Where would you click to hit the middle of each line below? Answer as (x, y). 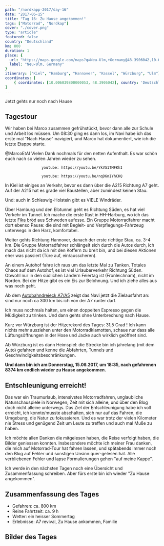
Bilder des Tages (31, 537)
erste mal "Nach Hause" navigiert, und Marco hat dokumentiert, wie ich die (81, 139)
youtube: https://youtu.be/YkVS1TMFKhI (82, 168)
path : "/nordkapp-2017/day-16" (37, 10)
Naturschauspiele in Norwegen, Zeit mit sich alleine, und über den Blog (77, 402)
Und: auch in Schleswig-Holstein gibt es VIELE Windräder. (63, 200)
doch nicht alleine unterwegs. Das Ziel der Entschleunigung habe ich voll (78, 408)
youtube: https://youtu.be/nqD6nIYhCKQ (82, 176)
